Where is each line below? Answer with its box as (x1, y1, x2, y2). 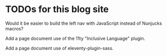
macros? (5, 25, 24, 31)
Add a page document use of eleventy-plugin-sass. (5, 45, 114, 51)
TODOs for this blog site (5, 4, 109, 15)
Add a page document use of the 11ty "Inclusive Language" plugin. (5, 35, 146, 41)
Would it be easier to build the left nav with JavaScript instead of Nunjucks (5, 20, 162, 26)
